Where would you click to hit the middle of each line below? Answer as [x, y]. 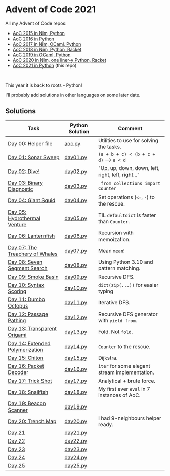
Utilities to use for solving [128, 140]
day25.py [76, 465]
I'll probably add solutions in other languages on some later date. [73, 95]
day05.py [76, 218]
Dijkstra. [108, 358]
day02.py [76, 171]
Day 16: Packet [26, 366]
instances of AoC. [119, 395]
